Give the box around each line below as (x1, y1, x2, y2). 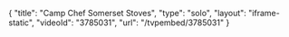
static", (8, 17, 35, 28)
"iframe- (247, 8, 280, 18)
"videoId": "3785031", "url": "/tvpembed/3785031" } (36, 17, 230, 28)
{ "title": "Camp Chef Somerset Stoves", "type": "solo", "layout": (8, 8, 246, 18)
